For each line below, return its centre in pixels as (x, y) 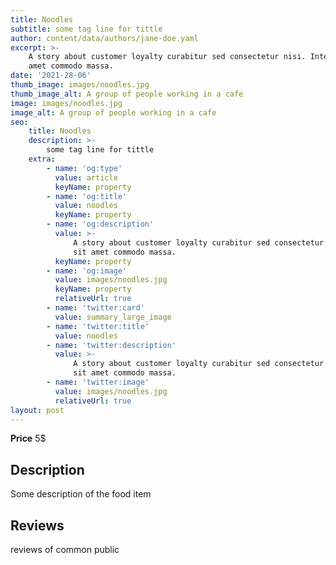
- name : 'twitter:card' (95, 308)
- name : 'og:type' (84, 168)
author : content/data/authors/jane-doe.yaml (104, 38)
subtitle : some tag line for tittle (86, 29)
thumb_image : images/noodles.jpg (80, 85)
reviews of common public (65, 549)
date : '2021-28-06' (51, 76)
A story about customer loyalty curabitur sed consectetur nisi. (167, 57)
